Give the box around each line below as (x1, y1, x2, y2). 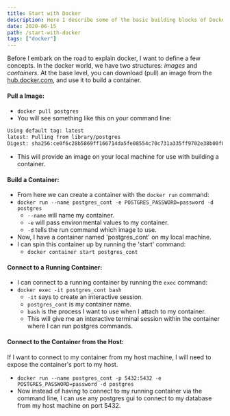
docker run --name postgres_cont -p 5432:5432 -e (16, 374, 162, 382)
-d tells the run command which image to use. (27, 226, 157, 234)
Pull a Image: (7, 92, 44, 100)
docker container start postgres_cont (27, 249, 138, 256)
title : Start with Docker (7, 10, 81, 17)
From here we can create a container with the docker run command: (16, 191, 209, 199)
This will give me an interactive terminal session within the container (27, 315, 220, 323)
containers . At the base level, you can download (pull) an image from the (7, 69, 212, 77)
